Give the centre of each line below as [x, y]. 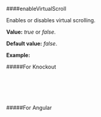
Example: [18, 55]
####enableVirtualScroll [36, 9]
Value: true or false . [31, 32]
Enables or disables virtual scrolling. [51, 20]
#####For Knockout [31, 67]
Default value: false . [32, 43]
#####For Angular [29, 108]
